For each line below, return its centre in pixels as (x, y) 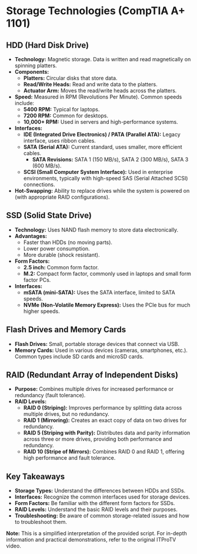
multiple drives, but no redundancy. (66, 414)
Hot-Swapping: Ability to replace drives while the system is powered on (102, 191)
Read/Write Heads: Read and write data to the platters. (90, 84)
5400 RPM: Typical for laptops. (61, 109)
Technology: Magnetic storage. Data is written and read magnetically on (103, 59)
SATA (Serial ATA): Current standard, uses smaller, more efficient (103, 147)
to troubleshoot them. (41, 522)
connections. (39, 184)
